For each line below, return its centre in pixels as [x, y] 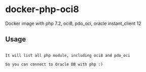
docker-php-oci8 [42, 9]
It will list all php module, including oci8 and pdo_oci [68, 55]
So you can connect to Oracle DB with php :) [54, 64]
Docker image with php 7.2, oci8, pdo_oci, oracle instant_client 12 [73, 23]
